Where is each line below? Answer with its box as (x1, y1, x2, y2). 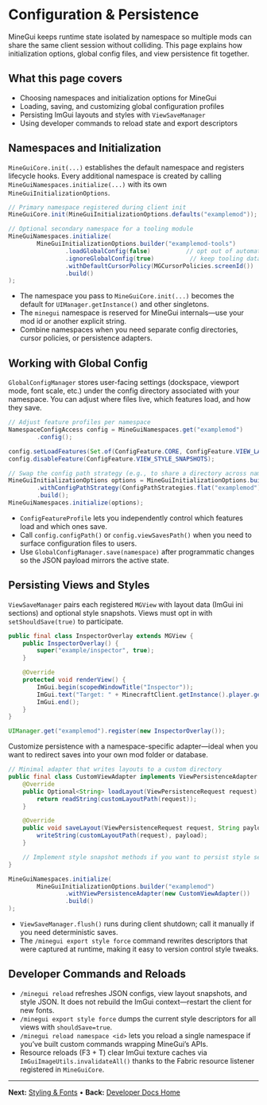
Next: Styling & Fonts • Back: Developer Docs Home (8, 1087, 180, 1097)
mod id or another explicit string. (19, 317, 127, 326)
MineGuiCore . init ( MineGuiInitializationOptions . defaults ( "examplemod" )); (8, 211, 258, 219)
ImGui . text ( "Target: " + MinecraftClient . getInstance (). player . (37, 691, 254, 698)
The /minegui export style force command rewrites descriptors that (19, 936, 248, 946)
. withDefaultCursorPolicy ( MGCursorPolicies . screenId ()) (64, 262, 254, 270)
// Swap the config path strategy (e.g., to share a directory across (8, 469, 247, 477)
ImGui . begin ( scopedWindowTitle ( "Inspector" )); (37, 683, 194, 691)
